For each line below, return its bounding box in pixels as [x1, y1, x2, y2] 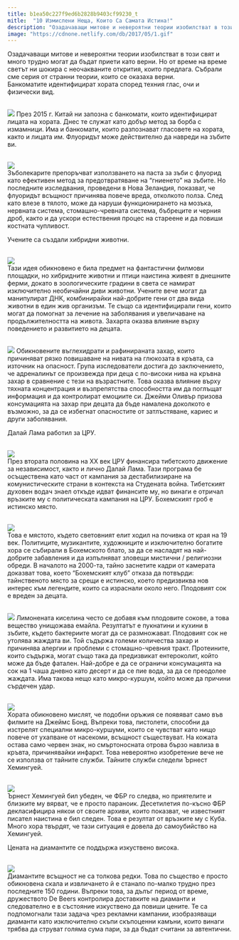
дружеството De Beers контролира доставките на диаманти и [7, 894, 196, 903]
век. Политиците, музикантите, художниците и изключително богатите [7, 538, 223, 547]
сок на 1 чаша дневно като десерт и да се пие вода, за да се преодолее [7, 667, 226, 675]
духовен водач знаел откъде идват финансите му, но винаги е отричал [7, 487, 224, 496]
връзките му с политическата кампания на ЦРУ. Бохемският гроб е [7, 495, 213, 503]
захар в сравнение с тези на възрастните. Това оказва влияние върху [7, 377, 221, 385]
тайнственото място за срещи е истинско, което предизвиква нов [7, 576, 208, 585]
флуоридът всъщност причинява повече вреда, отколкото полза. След [7, 192, 223, 200]
